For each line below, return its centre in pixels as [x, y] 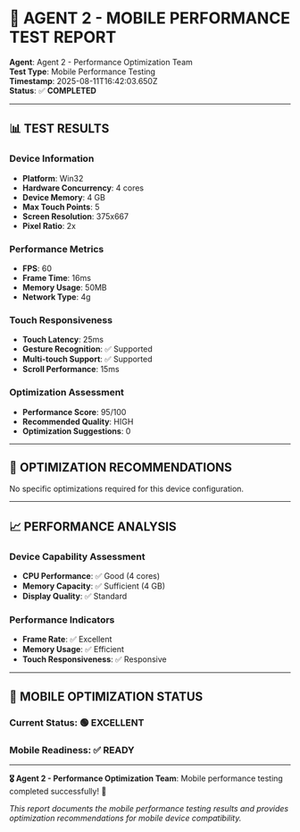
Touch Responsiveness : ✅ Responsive [94, 659]
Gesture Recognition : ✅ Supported [87, 349]
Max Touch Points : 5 [61, 207]
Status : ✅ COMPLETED [53, 90]
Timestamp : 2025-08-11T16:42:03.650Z [83, 81]
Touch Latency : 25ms [63, 340]
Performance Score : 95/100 [74, 412]
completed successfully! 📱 [58, 791]
